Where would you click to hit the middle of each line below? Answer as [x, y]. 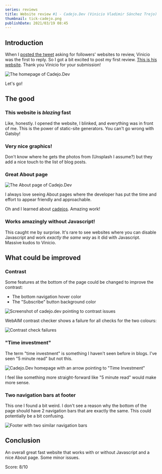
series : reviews [21, 9]
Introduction [24, 42]
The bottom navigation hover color [47, 297]
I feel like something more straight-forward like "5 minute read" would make [81, 377]
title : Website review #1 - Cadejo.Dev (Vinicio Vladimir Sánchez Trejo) [81, 14]
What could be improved [43, 258]
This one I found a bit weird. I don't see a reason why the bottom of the [76, 406]
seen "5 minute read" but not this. [39, 358]
